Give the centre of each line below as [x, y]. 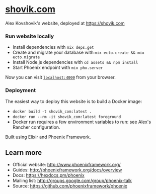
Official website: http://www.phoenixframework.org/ [66, 165]
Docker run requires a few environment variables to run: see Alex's [82, 122]
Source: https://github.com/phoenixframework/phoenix [70, 186]
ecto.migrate [26, 57]
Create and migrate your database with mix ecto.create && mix [78, 53]
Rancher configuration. [36, 127]
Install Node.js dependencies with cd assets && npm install [75, 62]
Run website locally [30, 36]
